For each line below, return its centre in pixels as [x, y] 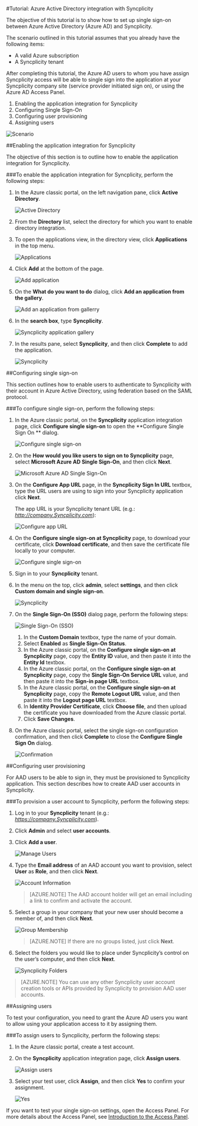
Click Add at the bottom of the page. [59, 268]
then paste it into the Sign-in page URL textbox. [82, 681]
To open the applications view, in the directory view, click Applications [101, 239]
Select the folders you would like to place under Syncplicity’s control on [102, 953]
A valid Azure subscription [47, 55]
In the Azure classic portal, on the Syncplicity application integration [98, 420]
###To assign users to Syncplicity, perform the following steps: [83, 1035]
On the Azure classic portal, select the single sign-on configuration [96, 730]
